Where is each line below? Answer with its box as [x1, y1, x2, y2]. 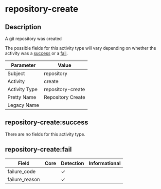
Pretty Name [7, 94, 36, 100]
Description [5, 23, 41, 31]
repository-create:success [5, 118, 89, 127]
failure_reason [7, 176, 40, 183]
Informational [89, 160, 121, 167]
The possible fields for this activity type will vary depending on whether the [5, 45, 157, 51]
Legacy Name [7, 102, 39, 108]
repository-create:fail [5, 145, 72, 154]
